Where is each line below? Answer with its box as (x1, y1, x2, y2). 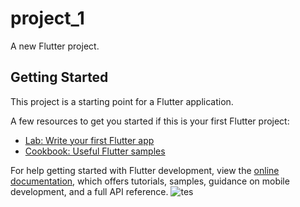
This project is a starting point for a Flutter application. (10, 95, 234, 107)
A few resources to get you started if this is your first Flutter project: (10, 115, 290, 127)
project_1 (10, 7, 85, 30)
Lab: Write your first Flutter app (24, 134, 155, 146)
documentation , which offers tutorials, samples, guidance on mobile (10, 175, 290, 187)
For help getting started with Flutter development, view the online (10, 164, 280, 176)
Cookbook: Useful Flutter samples (24, 145, 166, 157)
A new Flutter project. (10, 40, 100, 52)
